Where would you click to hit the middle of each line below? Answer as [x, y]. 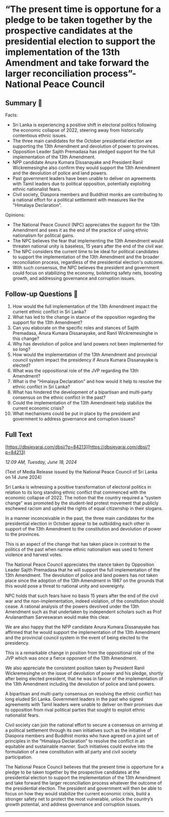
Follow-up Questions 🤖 [42, 294]
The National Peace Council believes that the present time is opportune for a [84, 767]
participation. [19, 757]
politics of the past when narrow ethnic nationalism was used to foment [79, 549]
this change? [26, 338]
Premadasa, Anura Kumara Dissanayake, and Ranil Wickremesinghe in [85, 333]
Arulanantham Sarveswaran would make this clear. [58, 617]
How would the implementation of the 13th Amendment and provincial [85, 355]
